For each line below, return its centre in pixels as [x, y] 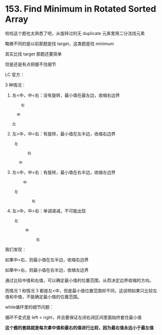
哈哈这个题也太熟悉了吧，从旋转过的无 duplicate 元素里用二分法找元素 [75, 33]
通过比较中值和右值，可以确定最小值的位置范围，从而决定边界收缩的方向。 [79, 280]
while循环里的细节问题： [30, 307]
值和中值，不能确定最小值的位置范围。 [43, 297]
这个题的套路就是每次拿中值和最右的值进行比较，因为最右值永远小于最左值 [79, 327]
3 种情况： [16, 85]
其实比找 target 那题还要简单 [33, 54]
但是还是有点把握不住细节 [31, 64]
